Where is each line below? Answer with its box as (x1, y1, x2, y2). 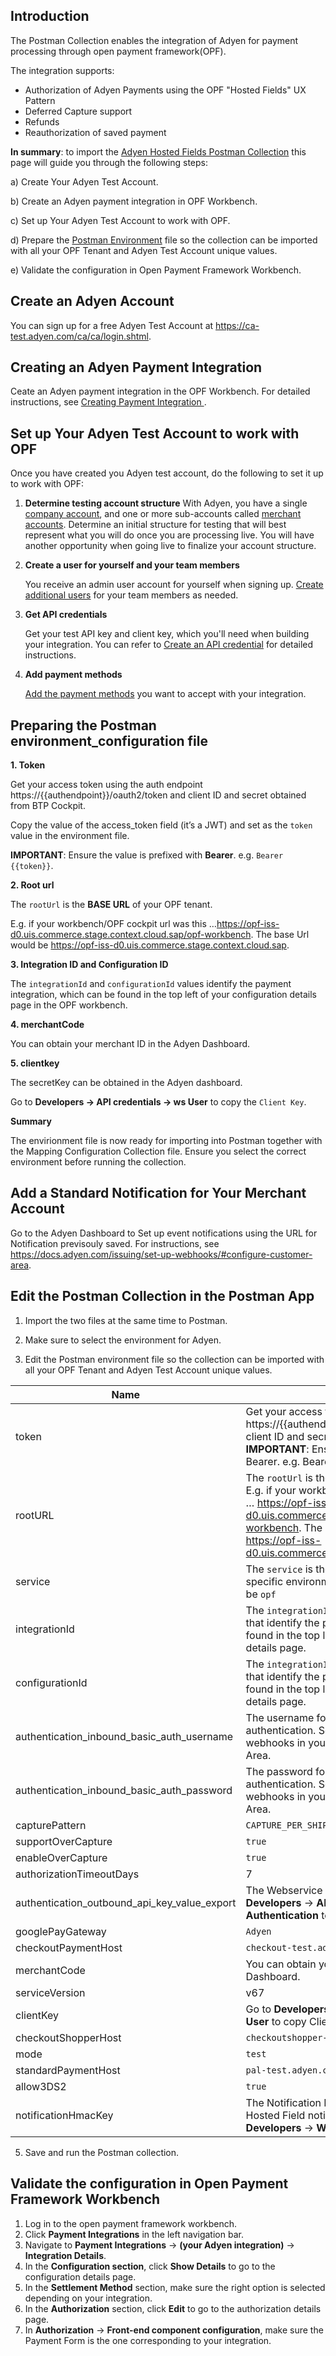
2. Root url (10, 879, 55, 891)
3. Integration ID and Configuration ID (10, 959, 169, 971)
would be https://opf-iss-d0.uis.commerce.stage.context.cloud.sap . (10, 939, 290, 951)
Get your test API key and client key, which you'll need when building (24, 628, 310, 640)
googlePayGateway (15, 1924, 107, 1938)
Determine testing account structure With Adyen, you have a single (24, 497, 308, 509)
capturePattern (15, 1818, 87, 1832)
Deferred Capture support (24, 105, 133, 117)
